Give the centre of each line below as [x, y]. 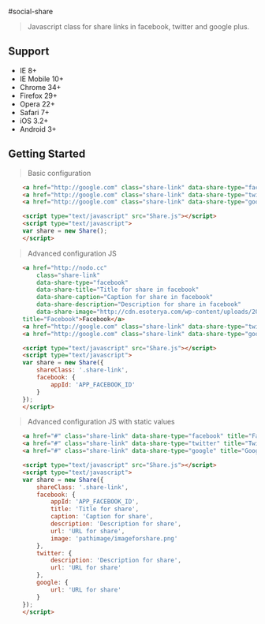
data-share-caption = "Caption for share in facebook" [125, 297]
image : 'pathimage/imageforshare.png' [114, 538]
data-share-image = [67, 312]
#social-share [31, 11]
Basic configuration [59, 173]
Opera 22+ [37, 104]
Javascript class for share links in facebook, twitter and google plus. [138, 26]
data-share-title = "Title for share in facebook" [118, 290]
